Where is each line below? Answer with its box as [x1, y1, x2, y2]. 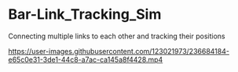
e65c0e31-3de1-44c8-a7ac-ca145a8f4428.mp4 [8, 55, 163, 64]
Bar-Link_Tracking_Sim [8, 5, 162, 23]
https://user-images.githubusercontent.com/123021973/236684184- [8, 46, 230, 56]
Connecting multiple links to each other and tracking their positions [8, 31, 225, 41]
